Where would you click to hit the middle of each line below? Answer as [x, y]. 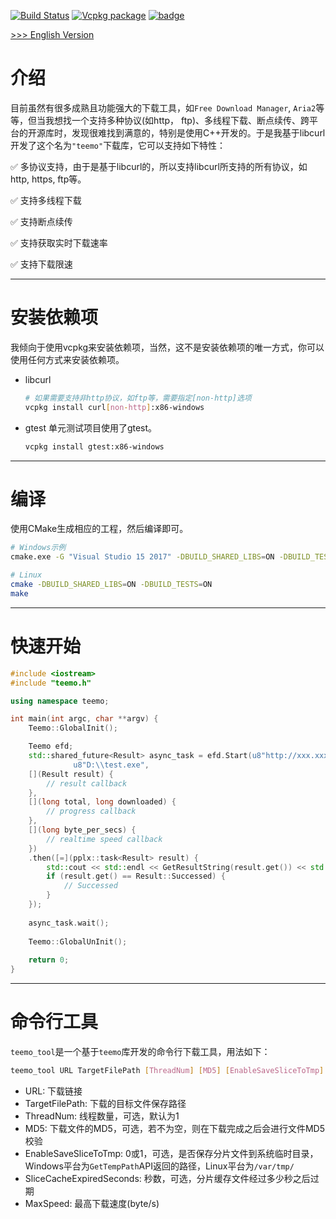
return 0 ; [49, 960]
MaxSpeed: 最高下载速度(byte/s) [92, 1203]
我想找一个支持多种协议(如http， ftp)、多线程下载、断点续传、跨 [177, 120]
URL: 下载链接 [53, 1091]
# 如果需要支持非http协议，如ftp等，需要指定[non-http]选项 [138, 398]
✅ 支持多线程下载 [46, 200]
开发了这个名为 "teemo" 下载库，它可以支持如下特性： [118, 145]
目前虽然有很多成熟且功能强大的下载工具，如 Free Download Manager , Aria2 [163, 107]
